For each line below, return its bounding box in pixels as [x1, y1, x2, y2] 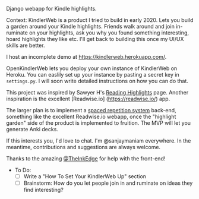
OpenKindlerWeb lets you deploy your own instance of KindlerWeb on [6, 65, 178, 72]
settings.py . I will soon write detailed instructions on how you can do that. [6, 77, 189, 84]
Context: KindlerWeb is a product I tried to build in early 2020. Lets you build [6, 17, 194, 23]
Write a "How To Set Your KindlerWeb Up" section [23, 173, 147, 180]
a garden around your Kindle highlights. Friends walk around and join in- [6, 23, 183, 30]
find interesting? [23, 187, 64, 194]
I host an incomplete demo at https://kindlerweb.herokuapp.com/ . [6, 53, 167, 60]
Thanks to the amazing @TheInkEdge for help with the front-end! [6, 155, 166, 162]
